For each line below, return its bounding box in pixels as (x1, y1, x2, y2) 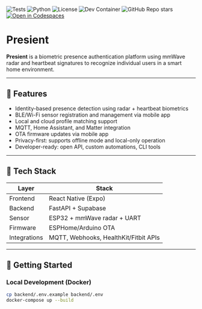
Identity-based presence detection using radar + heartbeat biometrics (14, 105, 189, 112)
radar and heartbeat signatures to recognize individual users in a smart (6, 59, 182, 66)
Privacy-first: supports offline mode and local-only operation (14, 136, 165, 144)
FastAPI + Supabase (49, 204, 106, 212)
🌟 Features (6, 89, 47, 99)
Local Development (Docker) (6, 278, 92, 286)
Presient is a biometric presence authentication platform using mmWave (6, 53, 185, 60)
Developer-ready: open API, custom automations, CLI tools (14, 143, 161, 150)
